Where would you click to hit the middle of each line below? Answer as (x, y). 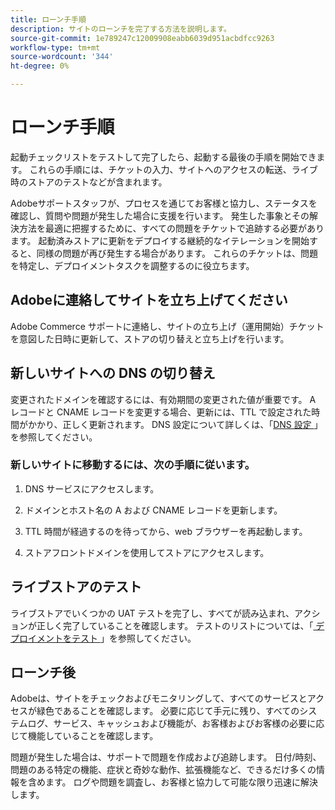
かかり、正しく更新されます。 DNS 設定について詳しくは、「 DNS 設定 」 (175, 424)
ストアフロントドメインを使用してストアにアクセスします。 (147, 552)
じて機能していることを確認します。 (84, 736)
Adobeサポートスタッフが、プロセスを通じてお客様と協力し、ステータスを (164, 203)
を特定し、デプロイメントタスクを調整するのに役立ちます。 (132, 265)
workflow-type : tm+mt (55, 47)
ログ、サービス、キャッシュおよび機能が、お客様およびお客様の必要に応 (176, 723)
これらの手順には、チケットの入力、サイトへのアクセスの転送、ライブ (173, 169)
